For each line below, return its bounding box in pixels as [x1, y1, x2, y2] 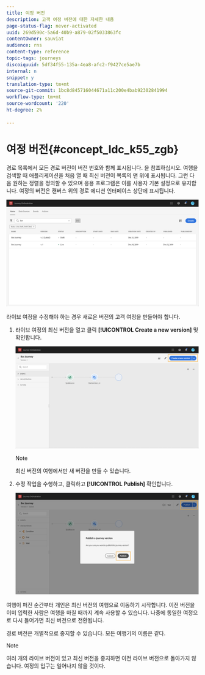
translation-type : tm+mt [6, 81, 70, 87]
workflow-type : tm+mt [6, 94, 62, 101]
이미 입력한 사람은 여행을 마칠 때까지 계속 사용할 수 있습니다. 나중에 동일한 [6, 609, 182, 616]
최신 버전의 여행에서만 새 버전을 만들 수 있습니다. [15, 467, 131, 475]
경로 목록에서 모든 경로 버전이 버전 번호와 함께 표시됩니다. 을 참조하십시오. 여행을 [6, 164, 198, 171]
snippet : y [6, 74, 34, 81]
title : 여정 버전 [6, 10, 46, 16]
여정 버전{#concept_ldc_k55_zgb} [6, 142, 179, 156]
